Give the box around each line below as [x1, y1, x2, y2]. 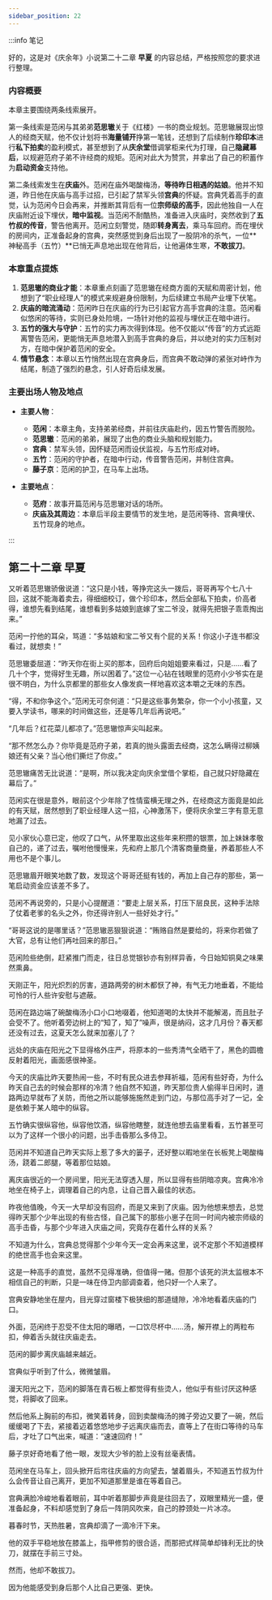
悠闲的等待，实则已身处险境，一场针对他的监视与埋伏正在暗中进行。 [27, 313, 255, 323]
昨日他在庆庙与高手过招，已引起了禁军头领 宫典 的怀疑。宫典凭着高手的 [22, 190, 257, 200]
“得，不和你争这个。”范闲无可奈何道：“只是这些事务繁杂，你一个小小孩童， [8, 696, 256, 706]
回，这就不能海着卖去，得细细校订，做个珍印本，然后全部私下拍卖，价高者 [8, 594, 257, 604]
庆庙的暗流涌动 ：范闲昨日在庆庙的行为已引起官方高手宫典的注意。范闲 [19, 303, 255, 313]
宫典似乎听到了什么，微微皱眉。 [8, 1366, 115, 1376]
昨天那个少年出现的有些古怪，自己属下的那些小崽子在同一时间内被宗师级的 [15, 1212, 264, 1222]
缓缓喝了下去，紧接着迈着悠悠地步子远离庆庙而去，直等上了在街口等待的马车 [8, 1422, 264, 1431]
